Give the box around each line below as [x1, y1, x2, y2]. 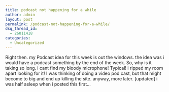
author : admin [5, 12, 36, 17]
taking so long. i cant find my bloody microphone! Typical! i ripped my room [5, 65, 163, 71]
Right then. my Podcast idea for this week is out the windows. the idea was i [5, 54, 164, 60]
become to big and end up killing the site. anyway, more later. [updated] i [5, 75, 158, 81]
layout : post [5, 17, 33, 22]
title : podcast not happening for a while [5, 7, 96, 13]
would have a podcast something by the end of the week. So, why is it [5, 59, 152, 66]
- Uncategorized [10, 40, 44, 45]
